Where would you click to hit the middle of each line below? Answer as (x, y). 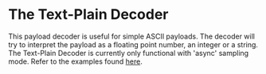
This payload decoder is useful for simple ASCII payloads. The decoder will (131, 36)
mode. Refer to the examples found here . (76, 61)
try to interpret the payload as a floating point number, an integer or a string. (133, 44)
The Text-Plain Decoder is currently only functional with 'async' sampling (129, 53)
